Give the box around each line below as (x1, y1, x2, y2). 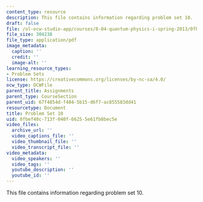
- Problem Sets (6, 71, 45, 77)
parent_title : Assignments (6, 88, 74, 94)
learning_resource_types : (6, 65, 71, 72)
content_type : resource (6, 8, 66, 15)
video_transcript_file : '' (11, 144, 80, 150)
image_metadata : (6, 43, 47, 49)
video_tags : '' (11, 161, 50, 167)
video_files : (6, 122, 39, 128)
